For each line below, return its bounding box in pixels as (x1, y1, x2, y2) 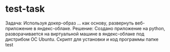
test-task (5, 3, 45, 15)
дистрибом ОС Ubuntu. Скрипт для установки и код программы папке (5, 36, 159, 42)
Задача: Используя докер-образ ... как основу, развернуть (5, 20, 134, 26)
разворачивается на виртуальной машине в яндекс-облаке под (5, 31, 145, 37)
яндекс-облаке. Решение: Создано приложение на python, (37, 25, 165, 31)
